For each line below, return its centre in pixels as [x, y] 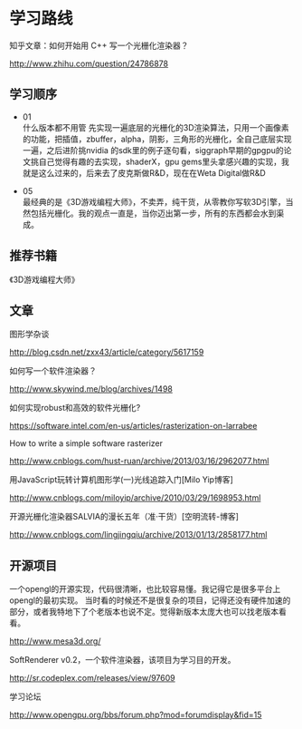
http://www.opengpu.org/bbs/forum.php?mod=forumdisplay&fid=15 [136, 715]
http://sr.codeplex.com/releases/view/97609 [92, 678]
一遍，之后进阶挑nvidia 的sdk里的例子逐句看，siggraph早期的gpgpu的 [153, 150]
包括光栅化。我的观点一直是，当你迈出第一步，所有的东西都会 [145, 213]
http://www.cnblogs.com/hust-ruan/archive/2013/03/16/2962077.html [139, 461]
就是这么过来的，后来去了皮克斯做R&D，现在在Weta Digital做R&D [144, 172]
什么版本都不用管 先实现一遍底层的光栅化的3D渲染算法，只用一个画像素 [156, 127]
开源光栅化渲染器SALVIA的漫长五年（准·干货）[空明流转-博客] [124, 517]
